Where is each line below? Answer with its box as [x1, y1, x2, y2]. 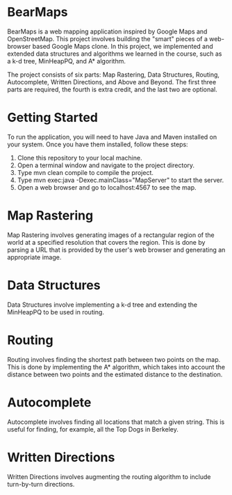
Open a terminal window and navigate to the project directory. [17, 161, 195, 169]
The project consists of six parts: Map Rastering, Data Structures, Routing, [7, 70, 220, 79]
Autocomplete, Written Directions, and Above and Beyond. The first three [7, 77, 217, 86]
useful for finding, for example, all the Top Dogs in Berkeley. [7, 425, 179, 433]
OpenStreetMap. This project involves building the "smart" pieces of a [7, 34, 208, 43]
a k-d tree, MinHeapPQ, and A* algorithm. [7, 56, 126, 65]
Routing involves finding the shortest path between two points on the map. [7, 355, 221, 363]
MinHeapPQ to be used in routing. [7, 307, 104, 316]
